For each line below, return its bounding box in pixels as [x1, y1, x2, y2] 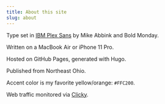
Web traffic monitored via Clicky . [6, 91, 89, 98]
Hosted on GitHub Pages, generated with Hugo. [6, 55, 127, 62]
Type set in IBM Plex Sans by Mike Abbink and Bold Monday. [6, 31, 159, 39]
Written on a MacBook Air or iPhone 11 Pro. [6, 43, 114, 51]
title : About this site [6, 9, 67, 15]
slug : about [6, 15, 37, 21]
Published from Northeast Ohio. [6, 67, 86, 74]
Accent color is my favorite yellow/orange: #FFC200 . [6, 79, 136, 86]
